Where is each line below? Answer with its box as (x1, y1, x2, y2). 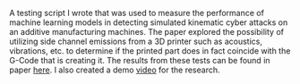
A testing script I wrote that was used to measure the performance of (9, 8, 264, 18)
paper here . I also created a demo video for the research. (9, 64, 221, 75)
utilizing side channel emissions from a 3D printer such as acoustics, (9, 36, 262, 46)
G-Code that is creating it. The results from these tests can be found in (9, 55, 270, 65)
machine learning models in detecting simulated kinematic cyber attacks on (9, 17, 288, 28)
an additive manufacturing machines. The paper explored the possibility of (9, 27, 285, 37)
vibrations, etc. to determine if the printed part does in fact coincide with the (9, 46, 291, 56)
